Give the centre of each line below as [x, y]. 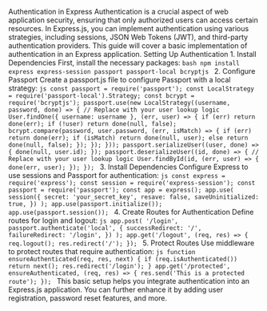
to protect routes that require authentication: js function [102, 251]
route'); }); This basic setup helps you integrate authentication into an [129, 281]
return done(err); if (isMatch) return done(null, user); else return [128, 138]
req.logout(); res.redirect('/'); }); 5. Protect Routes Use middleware [132, 243]
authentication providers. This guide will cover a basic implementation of [128, 46]
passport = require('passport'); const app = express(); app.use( [121, 190]
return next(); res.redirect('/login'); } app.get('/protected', [119, 266]
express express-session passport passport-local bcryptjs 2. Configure [132, 71]
